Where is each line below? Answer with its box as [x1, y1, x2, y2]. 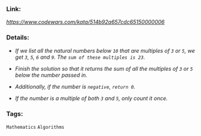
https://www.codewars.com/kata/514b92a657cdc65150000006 [6, 19, 165, 26]
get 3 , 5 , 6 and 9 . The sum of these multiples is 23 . [14, 53, 146, 61]
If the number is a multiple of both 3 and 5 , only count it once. [14, 95, 168, 102]
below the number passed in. [14, 71, 88, 78]
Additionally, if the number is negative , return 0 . [14, 83, 135, 90]
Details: [6, 34, 29, 42]
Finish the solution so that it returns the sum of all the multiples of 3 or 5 [14, 65, 193, 72]
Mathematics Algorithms [6, 124, 65, 130]
